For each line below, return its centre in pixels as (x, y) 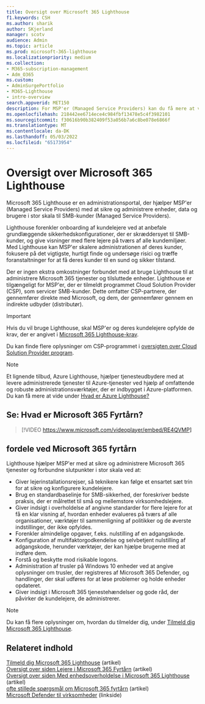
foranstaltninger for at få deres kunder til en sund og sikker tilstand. (91, 259)
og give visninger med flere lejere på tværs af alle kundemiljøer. (107, 240)
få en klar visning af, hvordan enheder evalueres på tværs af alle (96, 514)
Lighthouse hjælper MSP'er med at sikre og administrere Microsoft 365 (95, 463)
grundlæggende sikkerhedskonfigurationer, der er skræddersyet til (90, 234)
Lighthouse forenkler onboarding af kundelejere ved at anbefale (86, 227)
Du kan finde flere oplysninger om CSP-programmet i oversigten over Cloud (102, 346)
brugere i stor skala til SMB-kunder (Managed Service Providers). (88, 216)
